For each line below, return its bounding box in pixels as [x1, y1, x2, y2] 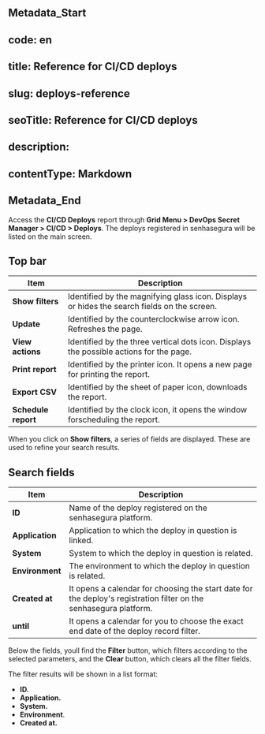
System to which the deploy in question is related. [69, 548, 253, 559]
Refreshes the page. [68, 323, 144, 334]
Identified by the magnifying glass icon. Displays [68, 291, 248, 302]
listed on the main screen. [8, 232, 92, 241]
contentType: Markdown [8, 167, 132, 181]
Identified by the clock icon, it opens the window [68, 404, 248, 415]
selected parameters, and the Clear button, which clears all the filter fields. [8, 654, 252, 664]
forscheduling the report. [68, 414, 160, 425]
